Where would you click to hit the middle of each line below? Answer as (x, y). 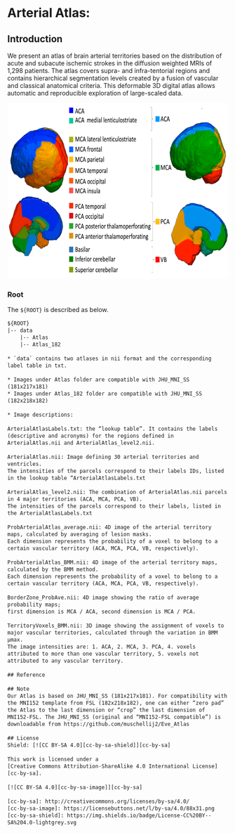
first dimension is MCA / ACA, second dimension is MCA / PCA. (102, 612)
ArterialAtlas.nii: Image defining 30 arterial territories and (103, 457)
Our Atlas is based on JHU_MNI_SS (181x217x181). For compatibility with (117, 696)
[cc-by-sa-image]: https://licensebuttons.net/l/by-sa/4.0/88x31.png (111, 809)
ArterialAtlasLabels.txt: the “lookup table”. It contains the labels (113, 429)
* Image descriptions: (40, 415)
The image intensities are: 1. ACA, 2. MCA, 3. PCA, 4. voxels (102, 647)
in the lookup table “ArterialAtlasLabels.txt (76, 478)
